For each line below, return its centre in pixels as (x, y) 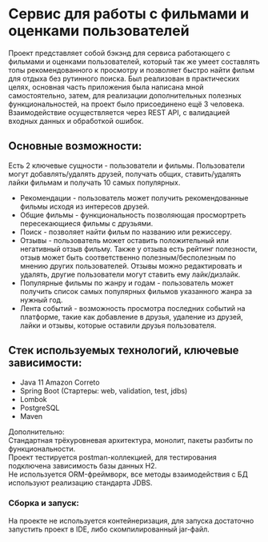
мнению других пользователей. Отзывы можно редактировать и (131, 265)
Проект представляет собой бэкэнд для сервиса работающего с (119, 53)
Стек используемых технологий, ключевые (124, 351)
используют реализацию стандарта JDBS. (81, 482)
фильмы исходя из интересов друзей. (84, 206)
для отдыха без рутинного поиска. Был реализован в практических (124, 78)
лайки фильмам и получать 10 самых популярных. (94, 182)
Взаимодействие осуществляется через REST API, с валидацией (119, 112)
